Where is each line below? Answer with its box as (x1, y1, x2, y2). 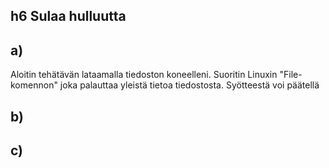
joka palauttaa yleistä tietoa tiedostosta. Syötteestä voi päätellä (59, 79, 320, 91)
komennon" (10, 79, 58, 91)
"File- (279, 69, 303, 81)
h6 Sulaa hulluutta (10, 8, 127, 25)
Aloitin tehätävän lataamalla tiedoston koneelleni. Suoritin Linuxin (10, 69, 278, 81)
